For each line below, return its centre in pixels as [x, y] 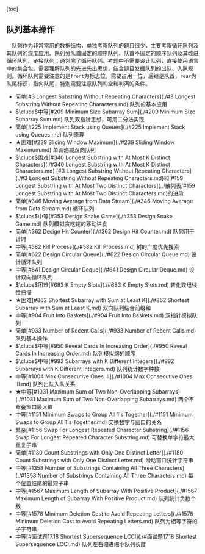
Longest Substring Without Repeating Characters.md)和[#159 [106, 178]
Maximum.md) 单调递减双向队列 [56, 149]
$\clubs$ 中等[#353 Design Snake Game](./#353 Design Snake [94, 216]
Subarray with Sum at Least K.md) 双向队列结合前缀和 [83, 308]
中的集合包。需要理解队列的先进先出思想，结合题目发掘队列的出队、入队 [97, 68]
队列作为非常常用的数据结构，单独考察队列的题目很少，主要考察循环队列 [103, 45]
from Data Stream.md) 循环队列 [55, 208]
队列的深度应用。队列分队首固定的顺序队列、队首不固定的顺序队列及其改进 [105, 53]
